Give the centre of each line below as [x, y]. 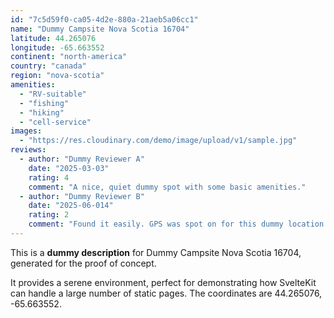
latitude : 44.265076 [53, 38]
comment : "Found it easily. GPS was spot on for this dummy [156, 224]
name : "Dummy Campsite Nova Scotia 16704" [100, 29]
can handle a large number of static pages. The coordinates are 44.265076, [166, 293]
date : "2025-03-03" [69, 168]
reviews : [28, 150]
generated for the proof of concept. [83, 263]
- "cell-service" [55, 122]
